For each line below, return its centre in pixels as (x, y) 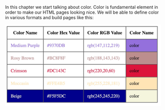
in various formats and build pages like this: (49, 17)
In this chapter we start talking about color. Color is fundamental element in (82, 7)
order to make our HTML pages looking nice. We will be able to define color (82, 12)
